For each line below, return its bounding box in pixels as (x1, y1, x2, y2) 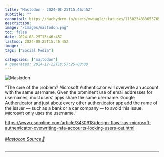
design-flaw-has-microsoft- (95, 120, 151, 126)
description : (5, 21, 32, 26)
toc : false (5, 30, 27, 35)
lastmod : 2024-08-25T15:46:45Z (5, 39, 69, 44)
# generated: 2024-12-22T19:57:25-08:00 (5, 62, 89, 67)
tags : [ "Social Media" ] (5, 48, 54, 53)
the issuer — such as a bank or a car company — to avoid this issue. (5, 105, 143, 111)
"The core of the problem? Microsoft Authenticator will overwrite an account (5, 84, 159, 90)
